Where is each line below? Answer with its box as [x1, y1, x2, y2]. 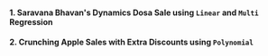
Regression [9, 16, 53, 27]
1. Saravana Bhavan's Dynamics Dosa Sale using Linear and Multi [9, 7, 259, 18]
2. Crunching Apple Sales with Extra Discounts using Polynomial [9, 36, 254, 48]
